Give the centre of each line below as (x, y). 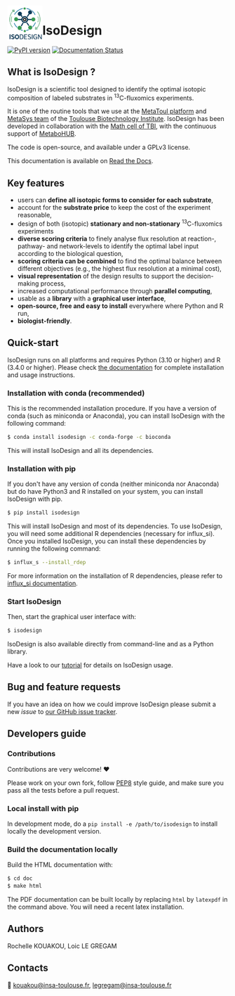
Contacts (28, 968)
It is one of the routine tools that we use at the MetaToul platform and (107, 111)
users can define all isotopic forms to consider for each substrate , (115, 200)
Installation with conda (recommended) (76, 393)
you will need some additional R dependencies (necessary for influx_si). (111, 534)
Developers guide (47, 734)
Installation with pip (41, 468)
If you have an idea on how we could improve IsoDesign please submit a (112, 704)
